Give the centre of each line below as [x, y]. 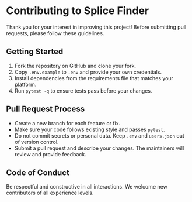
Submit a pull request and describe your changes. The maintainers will [99, 148]
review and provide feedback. [50, 154]
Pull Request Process [46, 109]
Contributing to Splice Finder [78, 11]
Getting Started [35, 52]
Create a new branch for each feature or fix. [67, 123]
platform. [25, 84]
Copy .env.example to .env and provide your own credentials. [88, 72]
